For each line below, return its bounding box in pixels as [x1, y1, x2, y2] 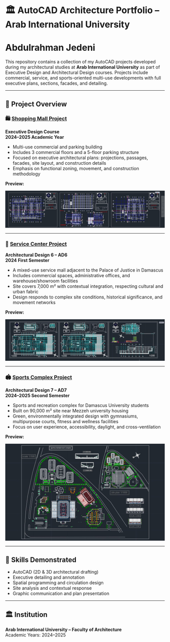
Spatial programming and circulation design [12, 579, 104, 586]
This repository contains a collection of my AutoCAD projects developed [5, 59, 156, 65]
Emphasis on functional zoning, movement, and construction [12, 165, 139, 171]
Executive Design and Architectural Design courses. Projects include [5, 69, 148, 75]
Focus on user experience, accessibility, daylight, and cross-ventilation [12, 424, 161, 430]
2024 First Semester [5, 257, 50, 263]
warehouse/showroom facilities [12, 278, 78, 284]
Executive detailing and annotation [12, 574, 85, 580]
